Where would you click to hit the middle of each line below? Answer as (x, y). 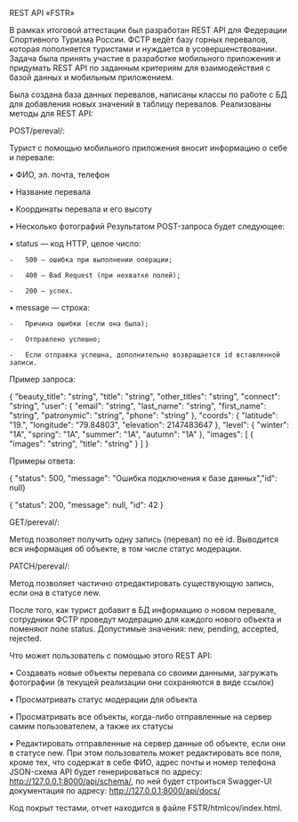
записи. (24, 363)
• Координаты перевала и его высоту (81, 209)
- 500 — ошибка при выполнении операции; (91, 260)
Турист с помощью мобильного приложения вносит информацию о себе (148, 148)
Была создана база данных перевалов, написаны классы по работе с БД (148, 94)
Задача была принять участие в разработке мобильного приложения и (145, 58)
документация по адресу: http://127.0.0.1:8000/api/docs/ (115, 790)
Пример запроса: (42, 379)
